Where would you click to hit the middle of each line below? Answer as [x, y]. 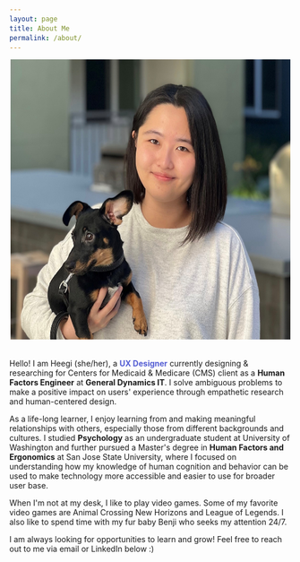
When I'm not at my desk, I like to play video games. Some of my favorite [144, 503]
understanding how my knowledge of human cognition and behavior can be [149, 467]
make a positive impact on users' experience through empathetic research [146, 392]
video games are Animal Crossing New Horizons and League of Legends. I [146, 513]
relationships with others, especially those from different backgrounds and [147, 428]
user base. [29, 486]
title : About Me [39, 28]
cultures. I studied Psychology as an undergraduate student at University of [150, 438]
